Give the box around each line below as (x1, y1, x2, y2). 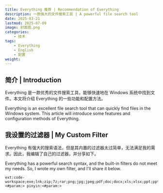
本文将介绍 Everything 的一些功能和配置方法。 (13, 96, 106, 102)
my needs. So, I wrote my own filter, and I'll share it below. (5, 165, 121, 171)
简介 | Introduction (5, 76, 62, 84)
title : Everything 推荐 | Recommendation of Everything (5, 7, 119, 12)
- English (14, 48, 34, 52)
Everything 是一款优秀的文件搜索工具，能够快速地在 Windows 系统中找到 (5, 90, 151, 96)
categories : (5, 30, 29, 34)
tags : (5, 39, 16, 44)
